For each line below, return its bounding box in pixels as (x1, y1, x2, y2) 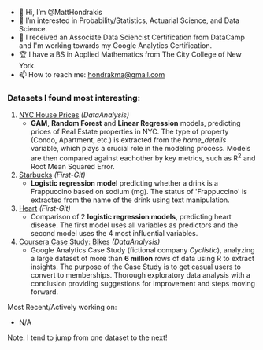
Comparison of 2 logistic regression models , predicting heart (30, 212, 232, 221)
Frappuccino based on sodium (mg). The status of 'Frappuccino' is (30, 186, 247, 196)
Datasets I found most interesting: (7, 92, 141, 103)
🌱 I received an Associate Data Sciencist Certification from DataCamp (18, 32, 246, 42)
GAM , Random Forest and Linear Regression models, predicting (30, 119, 241, 128)
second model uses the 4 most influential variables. (30, 228, 198, 238)
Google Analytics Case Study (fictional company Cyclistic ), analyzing (30, 245, 255, 255)
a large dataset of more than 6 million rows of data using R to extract (30, 253, 255, 263)
